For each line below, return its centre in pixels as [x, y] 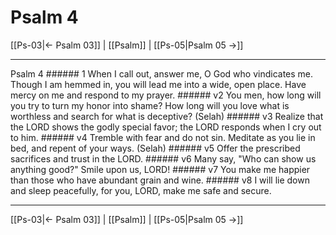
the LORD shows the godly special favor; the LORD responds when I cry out [166, 127]
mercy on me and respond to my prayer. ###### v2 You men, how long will [166, 95]
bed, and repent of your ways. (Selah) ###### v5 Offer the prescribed [155, 148]
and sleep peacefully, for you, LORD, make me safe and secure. [141, 190]
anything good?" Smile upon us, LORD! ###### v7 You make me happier [160, 169]
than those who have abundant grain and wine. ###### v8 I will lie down [160, 180]
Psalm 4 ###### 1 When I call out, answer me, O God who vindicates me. [162, 73]
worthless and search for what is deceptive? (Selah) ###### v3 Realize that [167, 116]
